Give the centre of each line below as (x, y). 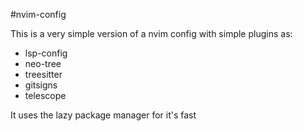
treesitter (43, 74)
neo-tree (43, 63)
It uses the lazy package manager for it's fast (103, 115)
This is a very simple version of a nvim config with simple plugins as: (151, 33)
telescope (45, 95)
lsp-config (46, 53)
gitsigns (41, 85)
